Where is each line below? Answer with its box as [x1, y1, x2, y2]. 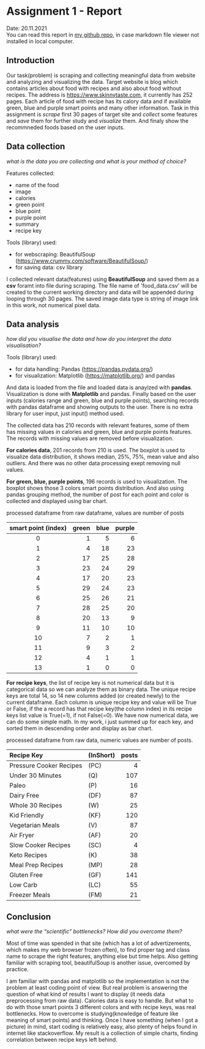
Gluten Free [9, 871, 43, 879]
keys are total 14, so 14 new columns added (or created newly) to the [6, 692, 180, 700]
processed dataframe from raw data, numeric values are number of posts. [6, 736, 193, 744]
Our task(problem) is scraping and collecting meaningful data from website [6, 72, 196, 79]
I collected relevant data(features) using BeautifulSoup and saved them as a [6, 275, 199, 283]
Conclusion [6, 911, 51, 922]
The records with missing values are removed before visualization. [6, 435, 174, 442]
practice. [6, 966, 29, 973]
